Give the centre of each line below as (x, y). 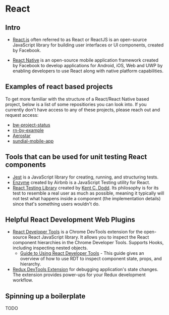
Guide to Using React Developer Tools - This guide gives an (82, 253)
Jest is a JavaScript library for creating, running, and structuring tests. (86, 177)
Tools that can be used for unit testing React (76, 157)
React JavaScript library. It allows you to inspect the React (89, 237)
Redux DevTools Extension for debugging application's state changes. (85, 269)
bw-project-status (31, 125)
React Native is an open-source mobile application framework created (86, 60)
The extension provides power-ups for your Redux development (79, 275)
